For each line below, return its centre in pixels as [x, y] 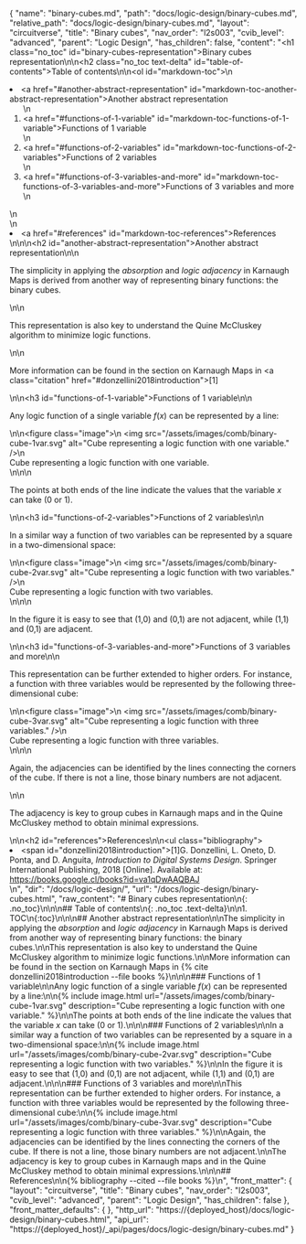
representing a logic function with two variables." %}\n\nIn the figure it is [146, 1064]
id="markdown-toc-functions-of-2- [230, 147]
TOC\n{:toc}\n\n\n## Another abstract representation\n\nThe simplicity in [148, 918]
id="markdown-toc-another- [243, 89]
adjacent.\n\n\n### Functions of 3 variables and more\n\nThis [126, 1083]
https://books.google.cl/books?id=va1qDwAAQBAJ [105, 879]
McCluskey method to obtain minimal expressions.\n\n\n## [120, 1171]
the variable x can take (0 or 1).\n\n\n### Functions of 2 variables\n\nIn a [147, 1025]
